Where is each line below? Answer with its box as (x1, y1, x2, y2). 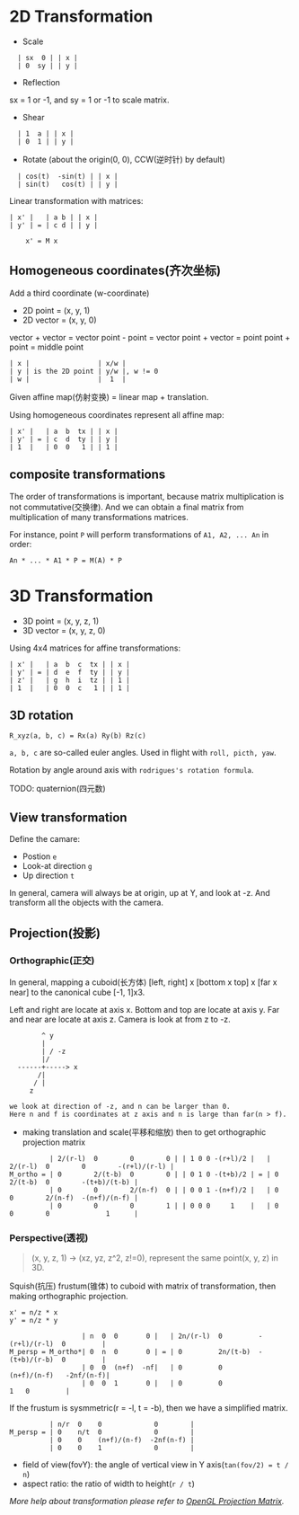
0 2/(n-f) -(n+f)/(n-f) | (9, 1193, 139, 1202)
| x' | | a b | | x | (9, 213, 99, 222)
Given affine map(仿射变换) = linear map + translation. (9, 391, 209, 402)
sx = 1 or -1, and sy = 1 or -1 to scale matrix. (9, 94, 170, 105)
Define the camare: (9, 834, 81, 845)
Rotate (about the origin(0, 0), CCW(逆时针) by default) (22, 154, 226, 164)
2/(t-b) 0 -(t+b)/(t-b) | (9, 1177, 139, 1187)
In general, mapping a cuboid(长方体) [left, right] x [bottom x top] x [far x (9, 977, 277, 988)
